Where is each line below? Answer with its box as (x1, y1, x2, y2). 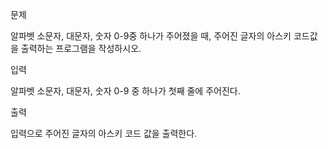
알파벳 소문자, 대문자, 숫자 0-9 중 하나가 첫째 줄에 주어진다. (10, 85, 241, 97)
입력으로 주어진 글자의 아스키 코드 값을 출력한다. (10, 128, 198, 139)
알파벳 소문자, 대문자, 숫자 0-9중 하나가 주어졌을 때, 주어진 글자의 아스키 (10, 30, 292, 42)
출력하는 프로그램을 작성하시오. (20, 43, 142, 54)
